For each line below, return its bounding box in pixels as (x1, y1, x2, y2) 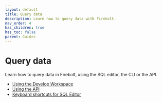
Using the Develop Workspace (12, 81, 73, 87)
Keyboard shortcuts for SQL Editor (12, 91, 81, 97)
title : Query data (5, 12, 42, 17)
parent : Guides (5, 35, 36, 40)
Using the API (12, 86, 40, 92)
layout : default (5, 7, 38, 12)
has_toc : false (5, 30, 36, 35)
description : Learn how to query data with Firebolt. (5, 16, 117, 21)
